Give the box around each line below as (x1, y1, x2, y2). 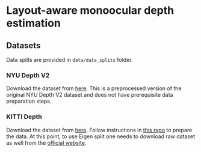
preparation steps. (6, 97, 52, 105)
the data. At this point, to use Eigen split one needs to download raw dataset (6, 133, 196, 140)
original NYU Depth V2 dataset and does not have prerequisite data (6, 91, 173, 99)
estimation (6, 16, 61, 30)
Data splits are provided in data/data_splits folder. (6, 56, 133, 63)
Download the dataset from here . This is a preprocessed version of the (6, 85, 182, 92)
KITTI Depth (6, 112, 42, 121)
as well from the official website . (6, 139, 87, 146)
